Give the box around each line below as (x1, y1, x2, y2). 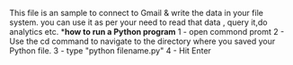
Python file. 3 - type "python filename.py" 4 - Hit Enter (9, 45, 211, 56)
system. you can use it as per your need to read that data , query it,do (9, 17, 268, 28)
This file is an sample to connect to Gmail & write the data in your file (9, 8, 263, 18)
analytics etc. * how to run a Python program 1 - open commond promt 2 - (9, 27, 285, 37)
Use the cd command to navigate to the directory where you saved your (9, 36, 276, 46)
